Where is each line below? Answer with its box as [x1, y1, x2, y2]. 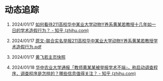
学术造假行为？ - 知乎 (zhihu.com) [20, 27, 89, 33]
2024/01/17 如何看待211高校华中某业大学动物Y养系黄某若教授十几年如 [11, 21, 152, 27]
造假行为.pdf [16, 44, 42, 49]
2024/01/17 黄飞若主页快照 [11, 54, 66, 60]
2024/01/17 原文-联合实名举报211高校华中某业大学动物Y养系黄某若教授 [11, 37, 154, 44]
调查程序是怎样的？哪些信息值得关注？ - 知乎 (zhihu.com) [20, 70, 136, 76]
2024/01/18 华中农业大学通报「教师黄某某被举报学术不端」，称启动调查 [11, 64, 154, 70]
